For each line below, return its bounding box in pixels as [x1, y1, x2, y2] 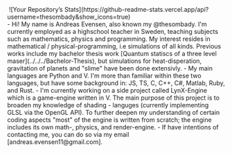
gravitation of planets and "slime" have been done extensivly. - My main [7, 64, 213, 72]
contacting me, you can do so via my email [7, 130, 130, 138]
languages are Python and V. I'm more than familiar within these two [7, 71, 202, 80]
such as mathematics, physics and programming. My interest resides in [7, 35, 211, 43]
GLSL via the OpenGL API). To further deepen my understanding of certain [7, 109, 220, 116]
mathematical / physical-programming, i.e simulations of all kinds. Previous [7, 42, 222, 50]
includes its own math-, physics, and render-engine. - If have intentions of [7, 123, 220, 131]
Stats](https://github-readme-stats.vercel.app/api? [64, 6, 209, 13]
